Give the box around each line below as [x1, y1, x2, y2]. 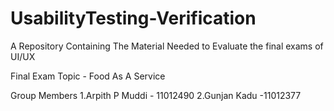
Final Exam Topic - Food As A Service [10, 70, 166, 82]
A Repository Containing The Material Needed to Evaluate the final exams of [10, 40, 324, 52]
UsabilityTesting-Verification [10, 7, 257, 30]
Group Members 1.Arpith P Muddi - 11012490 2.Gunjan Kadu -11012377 [10, 89, 302, 101]
